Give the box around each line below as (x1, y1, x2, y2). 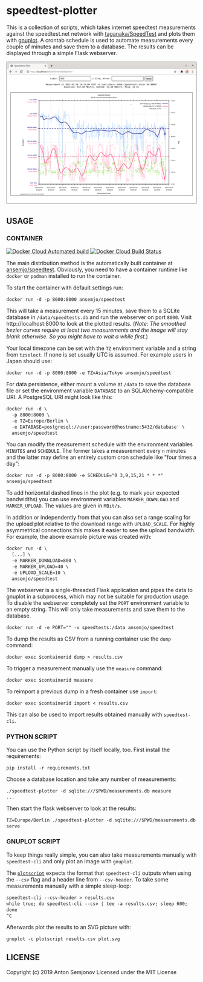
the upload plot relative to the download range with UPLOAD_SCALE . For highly (6, 520, 195, 527)
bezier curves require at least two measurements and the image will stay (6, 326, 188, 334)
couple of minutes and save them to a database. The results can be (6, 43, 174, 50)
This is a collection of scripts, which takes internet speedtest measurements (6, 24, 196, 31)
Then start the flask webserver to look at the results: (6, 805, 137, 812)
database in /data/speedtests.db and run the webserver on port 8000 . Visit (6, 314, 192, 321)
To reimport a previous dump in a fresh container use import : (6, 688, 158, 695)
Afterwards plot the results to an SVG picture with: (6, 923, 131, 931)
